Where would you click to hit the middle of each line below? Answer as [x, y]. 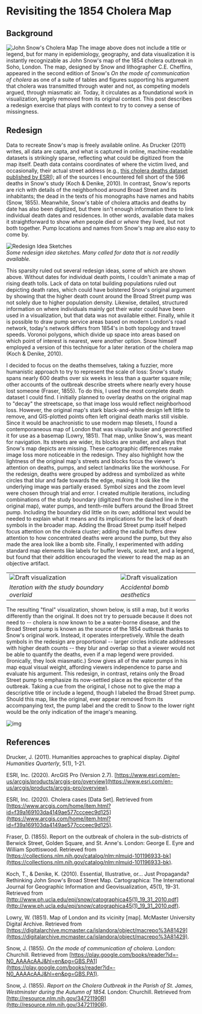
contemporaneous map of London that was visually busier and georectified [99, 429]
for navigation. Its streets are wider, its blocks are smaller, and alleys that [96, 442]
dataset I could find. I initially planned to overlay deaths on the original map [99, 397]
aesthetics [135, 595]
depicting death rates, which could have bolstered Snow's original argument [101, 289]
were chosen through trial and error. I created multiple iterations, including [98, 493]
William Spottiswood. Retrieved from [51, 849]
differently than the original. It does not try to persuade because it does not [99, 616]
